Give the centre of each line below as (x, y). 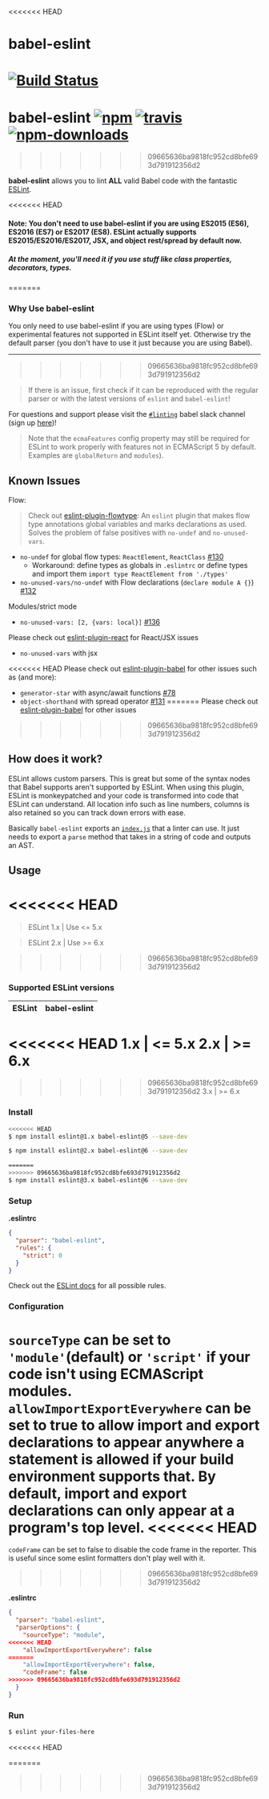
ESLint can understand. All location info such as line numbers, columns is (129, 804)
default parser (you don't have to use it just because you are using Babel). (130, 343)
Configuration (36, 1307)
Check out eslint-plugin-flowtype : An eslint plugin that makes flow (139, 515)
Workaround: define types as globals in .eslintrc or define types (140, 565)
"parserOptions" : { (48, 1628)
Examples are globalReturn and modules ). (96, 455)
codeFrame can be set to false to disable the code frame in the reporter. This (132, 1550)
